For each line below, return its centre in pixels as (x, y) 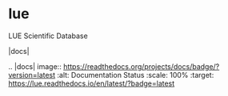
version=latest (32, 75)
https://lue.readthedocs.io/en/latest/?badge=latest (92, 83)
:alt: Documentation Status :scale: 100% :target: (136, 75)
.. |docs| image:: (35, 66)
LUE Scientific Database (48, 36)
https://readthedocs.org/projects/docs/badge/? (141, 66)
